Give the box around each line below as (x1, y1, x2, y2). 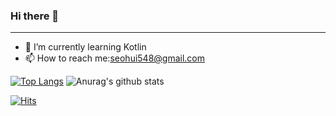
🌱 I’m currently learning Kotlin (24, 41, 147, 53)
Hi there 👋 (10, 9, 60, 23)
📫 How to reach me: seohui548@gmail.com (24, 52, 206, 64)
